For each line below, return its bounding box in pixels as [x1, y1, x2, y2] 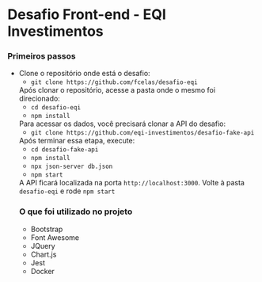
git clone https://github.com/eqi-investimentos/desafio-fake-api [30, 129, 255, 137]
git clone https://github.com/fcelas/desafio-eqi [30, 78, 199, 86]
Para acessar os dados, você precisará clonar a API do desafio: [18, 119, 226, 128]
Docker [30, 266, 55, 276]
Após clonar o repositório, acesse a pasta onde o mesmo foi [18, 86, 215, 95]
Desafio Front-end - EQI [7, 6, 167, 24]
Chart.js [30, 250, 57, 259]
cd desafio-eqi [30, 104, 81, 112]
